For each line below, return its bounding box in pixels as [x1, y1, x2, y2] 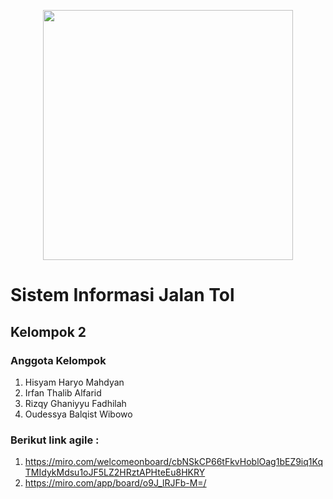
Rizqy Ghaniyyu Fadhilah [24, 397, 127, 409]
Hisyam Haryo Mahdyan [24, 376, 125, 388]
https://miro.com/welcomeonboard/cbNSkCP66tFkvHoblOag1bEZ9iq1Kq [24, 456, 323, 468]
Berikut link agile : [10, 433, 100, 447]
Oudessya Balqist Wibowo [24, 408, 133, 420]
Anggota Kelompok [10, 353, 107, 367]
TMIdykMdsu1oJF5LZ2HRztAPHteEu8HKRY [24, 466, 206, 479]
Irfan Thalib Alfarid [24, 386, 102, 399]
